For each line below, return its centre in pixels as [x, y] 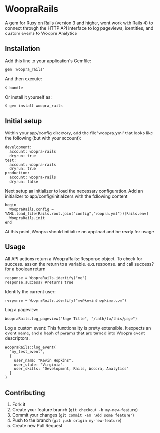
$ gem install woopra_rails [34, 106]
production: [17, 173]
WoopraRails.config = [32, 209]
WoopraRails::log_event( [31, 348]
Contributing [25, 393]
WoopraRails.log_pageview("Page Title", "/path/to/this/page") [71, 319]
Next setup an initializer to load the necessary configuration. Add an [74, 191]
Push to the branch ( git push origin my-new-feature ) [67, 420]
